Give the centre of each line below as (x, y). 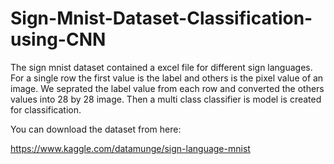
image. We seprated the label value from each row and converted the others (167, 88)
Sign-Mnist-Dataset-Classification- (161, 18)
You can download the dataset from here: (96, 129)
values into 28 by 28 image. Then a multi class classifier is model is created (166, 99)
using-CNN (58, 39)
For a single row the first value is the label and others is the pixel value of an (167, 78)
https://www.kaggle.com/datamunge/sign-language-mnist (130, 148)
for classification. (46, 109)
